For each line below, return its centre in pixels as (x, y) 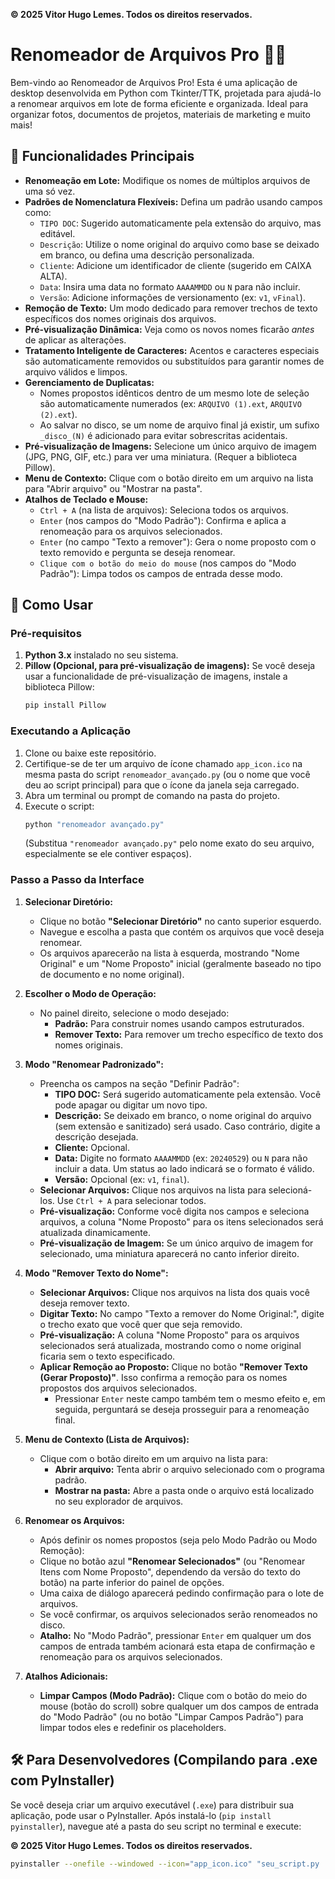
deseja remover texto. (84, 1303)
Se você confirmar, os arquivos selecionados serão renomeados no (178, 1614)
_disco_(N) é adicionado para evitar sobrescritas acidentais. (163, 435)
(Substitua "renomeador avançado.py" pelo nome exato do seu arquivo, (169, 843)
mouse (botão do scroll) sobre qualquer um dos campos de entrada (179, 1706)
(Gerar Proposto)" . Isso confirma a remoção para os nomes (163, 1377)
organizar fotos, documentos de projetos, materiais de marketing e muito (160, 114)
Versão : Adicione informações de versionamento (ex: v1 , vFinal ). (172, 297)
